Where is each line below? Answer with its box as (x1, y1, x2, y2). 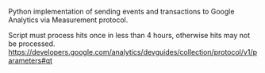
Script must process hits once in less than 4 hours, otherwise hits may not (8, 31, 251, 40)
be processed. (8, 39, 56, 48)
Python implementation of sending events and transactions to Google (8, 7, 235, 16)
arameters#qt (8, 56, 53, 65)
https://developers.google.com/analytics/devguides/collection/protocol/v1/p (8, 48, 258, 56)
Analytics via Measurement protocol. (8, 15, 129, 25)
